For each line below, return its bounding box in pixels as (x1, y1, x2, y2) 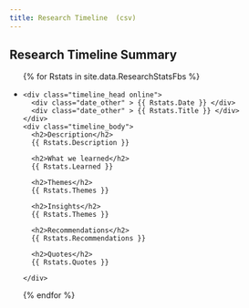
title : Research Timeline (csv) (9, 13, 137, 23)
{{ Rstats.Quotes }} (31, 258, 109, 267)
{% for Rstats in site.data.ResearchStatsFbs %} (22, 71, 201, 82)
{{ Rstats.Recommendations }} (31, 234, 146, 243)
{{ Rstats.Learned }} (31, 162, 114, 171)
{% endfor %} (22, 290, 76, 301)
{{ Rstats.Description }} (31, 139, 130, 148)
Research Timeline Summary (9, 47, 178, 63)
